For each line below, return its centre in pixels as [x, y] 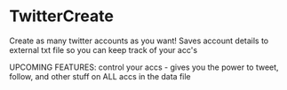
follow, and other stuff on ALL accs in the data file [100, 76]
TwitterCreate [61, 16]
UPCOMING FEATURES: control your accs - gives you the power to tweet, [144, 67]
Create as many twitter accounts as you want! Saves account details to [139, 41]
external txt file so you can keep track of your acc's [104, 49]
